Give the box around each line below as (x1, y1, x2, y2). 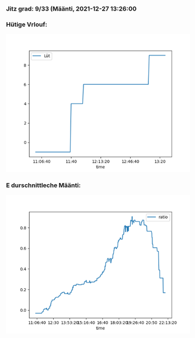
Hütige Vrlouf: (6, 20, 48, 28)
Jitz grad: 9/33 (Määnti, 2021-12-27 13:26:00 (6, 5, 137, 13)
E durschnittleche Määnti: (6, 181, 81, 189)
